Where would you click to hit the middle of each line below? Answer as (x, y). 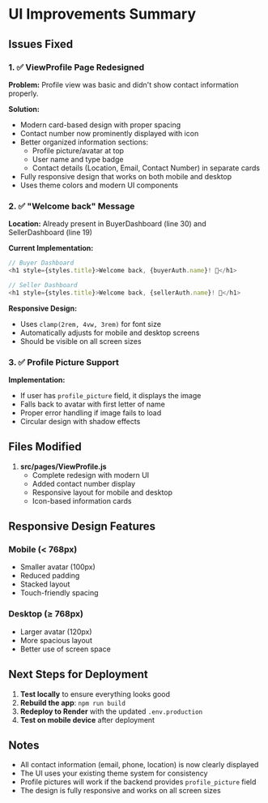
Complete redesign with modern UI (91, 474)
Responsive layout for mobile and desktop (102, 492)
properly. (23, 93)
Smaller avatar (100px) (57, 567)
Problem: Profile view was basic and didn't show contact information (123, 84)
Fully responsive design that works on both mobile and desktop (126, 176)
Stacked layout (45, 584)
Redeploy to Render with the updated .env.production (111, 711)
